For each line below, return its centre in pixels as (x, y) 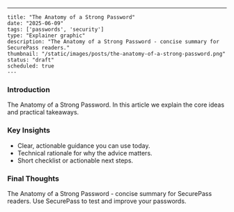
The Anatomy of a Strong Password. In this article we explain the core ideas (116, 105)
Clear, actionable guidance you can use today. (84, 145)
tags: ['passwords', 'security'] (56, 29)
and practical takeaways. (43, 112)
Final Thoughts (33, 179)
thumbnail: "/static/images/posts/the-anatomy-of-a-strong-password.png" (117, 54)
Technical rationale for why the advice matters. (85, 153)
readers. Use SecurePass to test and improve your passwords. (97, 201)
